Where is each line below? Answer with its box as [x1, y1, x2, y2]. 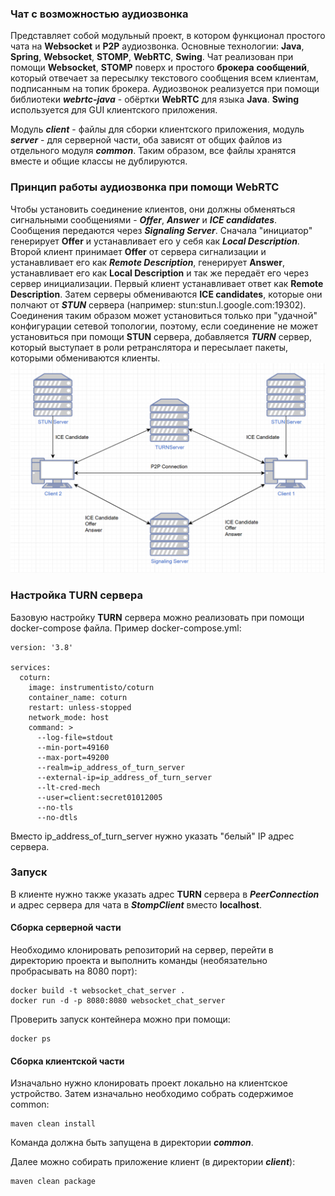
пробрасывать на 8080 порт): [10, 965, 138, 977]
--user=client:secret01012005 [36, 792, 163, 802]
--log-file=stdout [36, 732, 114, 742]
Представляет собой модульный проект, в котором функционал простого [10, 30, 326, 42]
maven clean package [10, 1177, 97, 1187]
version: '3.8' [10, 642, 74, 652]
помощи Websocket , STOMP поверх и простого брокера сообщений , [10, 62, 310, 74]
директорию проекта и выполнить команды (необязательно [10, 955, 268, 967]
